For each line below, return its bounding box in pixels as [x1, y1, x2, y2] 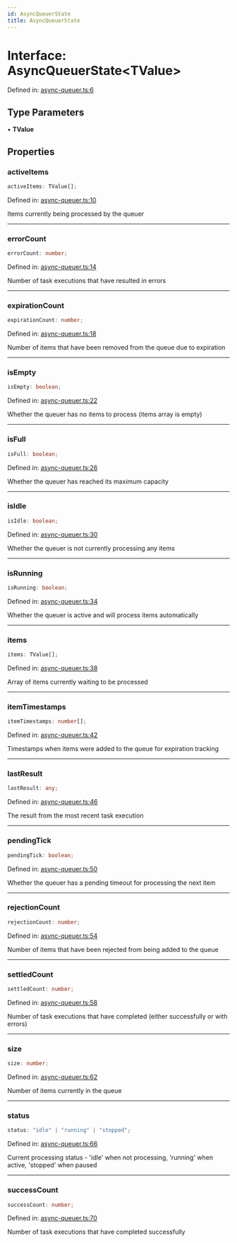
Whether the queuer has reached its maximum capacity [7, 477, 169, 486]
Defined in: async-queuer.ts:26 [7, 463, 98, 471]
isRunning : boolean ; [7, 584, 68, 591]
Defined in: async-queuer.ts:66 [7, 1140, 98, 1148]
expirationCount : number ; [7, 316, 83, 324]
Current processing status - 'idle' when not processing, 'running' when [7, 1153, 214, 1162]
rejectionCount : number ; [7, 918, 80, 926]
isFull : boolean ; [7, 450, 59, 457]
